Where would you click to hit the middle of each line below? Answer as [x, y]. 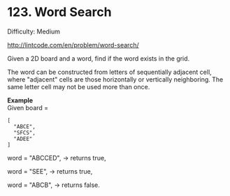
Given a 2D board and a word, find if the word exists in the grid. [99, 58]
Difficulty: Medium [34, 31]
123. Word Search [59, 12]
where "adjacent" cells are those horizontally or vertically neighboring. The [115, 79]
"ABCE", [25, 126]
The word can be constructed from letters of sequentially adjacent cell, [109, 72]
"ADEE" [23, 139]
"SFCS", [25, 133]
